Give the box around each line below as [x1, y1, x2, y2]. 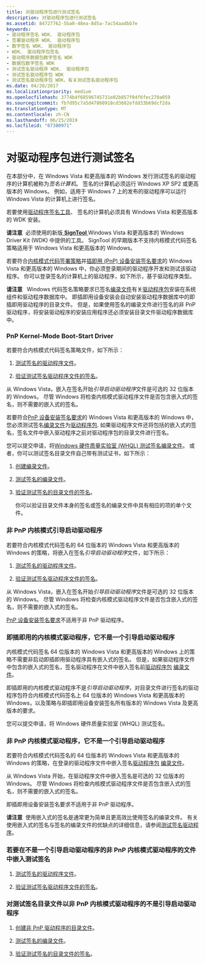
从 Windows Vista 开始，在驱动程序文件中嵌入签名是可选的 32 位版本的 [6, 772, 185, 780]
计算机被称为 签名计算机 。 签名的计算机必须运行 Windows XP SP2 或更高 [16, 180, 199, 187]
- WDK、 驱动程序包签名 [6, 49, 60, 55]
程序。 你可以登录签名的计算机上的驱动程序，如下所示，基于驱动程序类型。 [6, 273, 195, 280]
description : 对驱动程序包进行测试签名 [6, 15, 96, 21]
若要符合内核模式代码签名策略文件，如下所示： [6, 346, 124, 354]
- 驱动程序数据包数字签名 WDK [6, 54, 73, 61]
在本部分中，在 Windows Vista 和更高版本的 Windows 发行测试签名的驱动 [6, 173, 191, 180]
